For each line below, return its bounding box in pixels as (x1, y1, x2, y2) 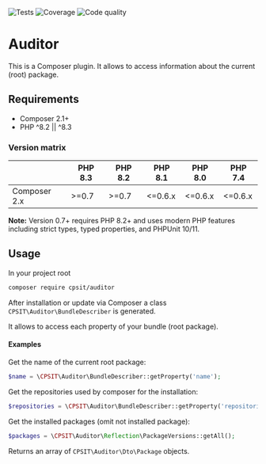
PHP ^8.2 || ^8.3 (19, 122, 72, 131)
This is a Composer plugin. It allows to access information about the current (8, 61, 256, 70)
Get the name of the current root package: (8, 357, 146, 367)
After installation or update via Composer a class (8, 298, 167, 307)
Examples (8, 340, 42, 349)
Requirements (8, 93, 79, 106)
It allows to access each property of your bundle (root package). (8, 321, 219, 331)
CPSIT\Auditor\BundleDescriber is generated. (8, 306, 156, 316)
